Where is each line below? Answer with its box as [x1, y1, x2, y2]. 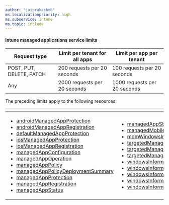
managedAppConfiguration [16, 149, 81, 156]
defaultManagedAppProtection [16, 130, 90, 137]
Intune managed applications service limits [5, 37, 98, 43]
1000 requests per [112, 79, 157, 86]
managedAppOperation [16, 155, 72, 162]
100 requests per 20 [112, 64, 161, 72]
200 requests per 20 [57, 64, 107, 72]
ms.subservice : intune [5, 17, 53, 22]
